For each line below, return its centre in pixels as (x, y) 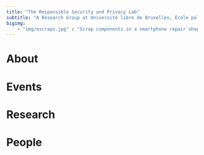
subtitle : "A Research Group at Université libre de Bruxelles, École (97, 18)
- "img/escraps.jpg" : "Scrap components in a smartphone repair (102, 29)
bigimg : (16, 23)
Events (24, 87)
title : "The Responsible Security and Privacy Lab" (73, 12)
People (24, 142)
